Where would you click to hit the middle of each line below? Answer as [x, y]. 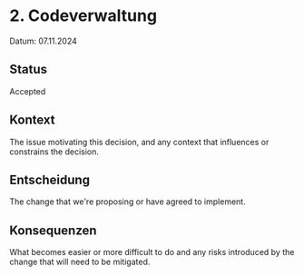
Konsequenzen [53, 230]
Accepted [28, 91]
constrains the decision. [54, 152]
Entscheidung [50, 179]
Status [29, 69]
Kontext [32, 120]
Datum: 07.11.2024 [43, 41]
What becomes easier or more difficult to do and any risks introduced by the [152, 252]
